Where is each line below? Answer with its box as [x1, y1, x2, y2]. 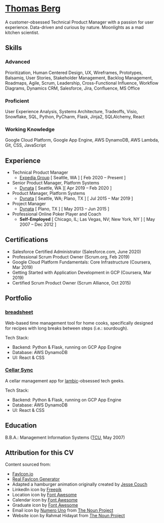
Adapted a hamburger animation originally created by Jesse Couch [12, 481, 148, 487]
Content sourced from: [5, 461, 51, 468]
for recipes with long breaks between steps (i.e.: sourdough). [5, 325, 129, 331]
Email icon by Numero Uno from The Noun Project [12, 507, 114, 513]
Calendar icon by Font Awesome [12, 497, 78, 503]
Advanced [5, 58, 30, 65]
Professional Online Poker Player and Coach [12, 211, 101, 217]
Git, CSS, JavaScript [5, 143, 46, 148]
